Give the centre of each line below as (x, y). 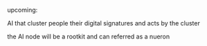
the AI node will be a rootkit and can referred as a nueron (89, 36)
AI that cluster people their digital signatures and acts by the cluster (104, 23)
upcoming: (22, 10)
